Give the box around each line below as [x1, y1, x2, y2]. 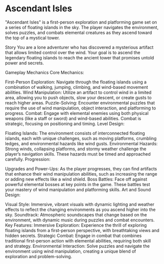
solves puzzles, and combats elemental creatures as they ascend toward [5, 29, 152, 35]
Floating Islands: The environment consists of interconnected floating [5, 130, 145, 136]
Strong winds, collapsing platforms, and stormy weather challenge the [5, 146, 147, 152]
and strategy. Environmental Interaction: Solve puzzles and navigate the [5, 243, 150, 249]
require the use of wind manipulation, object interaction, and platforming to [5, 105, 156, 111]
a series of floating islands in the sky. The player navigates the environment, [5, 24, 159, 30]
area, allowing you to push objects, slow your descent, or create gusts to [5, 94, 152, 101]
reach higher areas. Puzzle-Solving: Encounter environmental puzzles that [5, 100, 155, 106]
